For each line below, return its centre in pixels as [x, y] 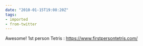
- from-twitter [21, 24]
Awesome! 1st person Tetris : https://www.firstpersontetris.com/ [71, 38]
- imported [17, 19]
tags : [11, 15]
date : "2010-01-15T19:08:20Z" [37, 10]
